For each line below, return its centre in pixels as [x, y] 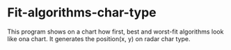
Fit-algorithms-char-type [82, 13]
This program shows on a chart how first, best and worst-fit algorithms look [115, 32]
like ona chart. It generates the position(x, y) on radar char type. [99, 38]
